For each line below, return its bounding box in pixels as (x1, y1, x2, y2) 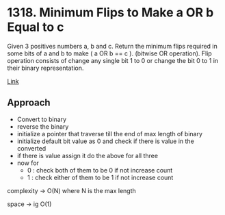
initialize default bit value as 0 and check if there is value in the (16, 137, 195, 145)
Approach (7, 97, 51, 109)
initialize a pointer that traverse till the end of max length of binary (16, 129, 203, 138)
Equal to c (7, 19, 64, 35)
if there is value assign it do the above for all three (16, 151, 159, 160)
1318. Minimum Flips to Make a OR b (7, 5, 214, 21)
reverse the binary (16, 122, 69, 131)
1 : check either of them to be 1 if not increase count (27, 173, 174, 181)
